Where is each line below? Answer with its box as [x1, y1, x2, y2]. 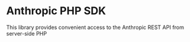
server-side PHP [6, 30, 47, 37]
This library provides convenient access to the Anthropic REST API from [6, 24, 185, 31]
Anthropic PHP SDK [6, 4, 106, 18]
